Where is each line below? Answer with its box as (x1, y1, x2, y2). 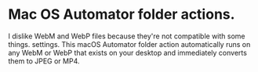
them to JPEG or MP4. (8, 56, 80, 66)
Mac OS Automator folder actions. (8, 5, 235, 23)
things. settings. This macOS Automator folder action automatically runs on (8, 39, 251, 49)
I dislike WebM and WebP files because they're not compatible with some (8, 31, 245, 41)
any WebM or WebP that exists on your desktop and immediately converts (8, 48, 247, 57)
